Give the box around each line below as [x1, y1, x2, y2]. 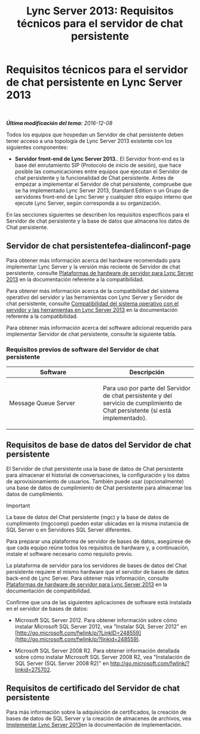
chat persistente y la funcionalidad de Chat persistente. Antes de [14, 174, 174, 181]
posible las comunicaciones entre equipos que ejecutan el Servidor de [14, 168, 188, 175]
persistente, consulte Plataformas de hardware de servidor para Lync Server [6, 269, 194, 276]
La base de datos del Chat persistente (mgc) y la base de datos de [6, 513, 170, 520]
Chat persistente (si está [103, 407, 171, 415]
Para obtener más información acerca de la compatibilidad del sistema [6, 287, 179, 294]
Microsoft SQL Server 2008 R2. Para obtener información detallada [14, 647, 180, 654]
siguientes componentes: [6, 143, 68, 151]
